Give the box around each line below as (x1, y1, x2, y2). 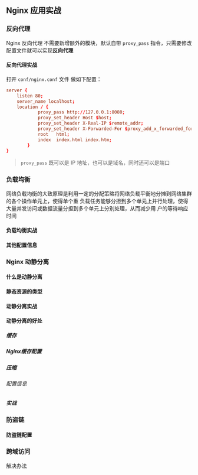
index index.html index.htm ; (37, 136, 112, 143)
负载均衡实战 (6, 227, 37, 234)
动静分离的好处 (6, 317, 42, 324)
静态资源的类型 (6, 288, 42, 295)
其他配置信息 (6, 241, 37, 248)
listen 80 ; (16, 93, 44, 99)
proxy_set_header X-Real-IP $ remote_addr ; (37, 121, 144, 126)
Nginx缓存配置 (6, 348, 42, 355)
